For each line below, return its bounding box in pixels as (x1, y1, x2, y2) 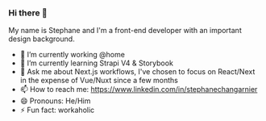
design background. (8, 34, 75, 44)
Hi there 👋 (8, 7, 48, 19)
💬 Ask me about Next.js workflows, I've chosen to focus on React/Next (19, 67, 256, 77)
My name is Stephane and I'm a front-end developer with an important (8, 26, 242, 35)
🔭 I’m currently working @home (19, 50, 125, 60)
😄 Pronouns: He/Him (19, 96, 91, 106)
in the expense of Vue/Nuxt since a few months (19, 76, 179, 86)
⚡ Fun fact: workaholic (19, 105, 95, 115)
